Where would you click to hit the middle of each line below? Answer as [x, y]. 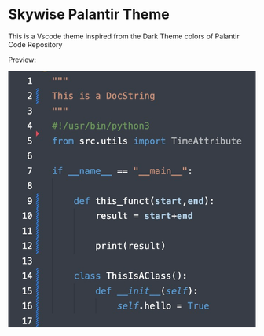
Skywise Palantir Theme [89, 15]
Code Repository [35, 44]
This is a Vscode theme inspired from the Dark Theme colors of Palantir [124, 36]
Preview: [22, 60]
